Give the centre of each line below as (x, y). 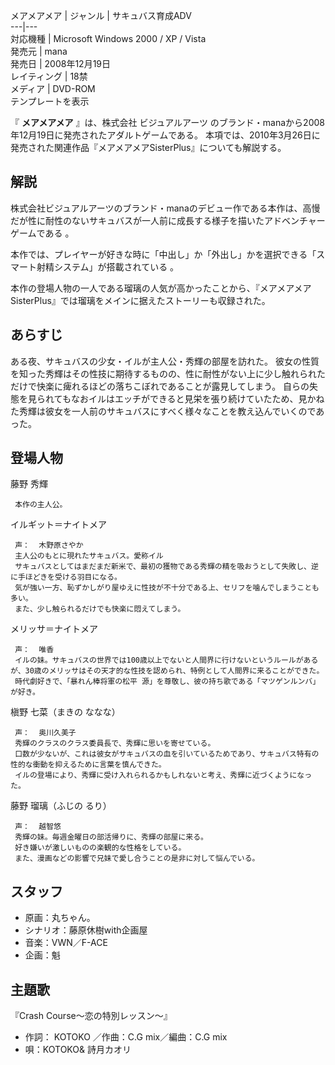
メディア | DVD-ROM (53, 88)
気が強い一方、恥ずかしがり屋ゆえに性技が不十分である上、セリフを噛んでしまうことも (167, 588)
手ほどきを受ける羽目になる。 (70, 577)
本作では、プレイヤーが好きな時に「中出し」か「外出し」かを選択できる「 (163, 254)
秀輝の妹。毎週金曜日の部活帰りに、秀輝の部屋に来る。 (111, 837)
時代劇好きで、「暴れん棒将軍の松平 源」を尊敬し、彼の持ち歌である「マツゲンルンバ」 (167, 682)
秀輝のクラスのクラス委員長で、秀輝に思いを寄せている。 (115, 744)
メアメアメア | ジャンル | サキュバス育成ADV (101, 15)
